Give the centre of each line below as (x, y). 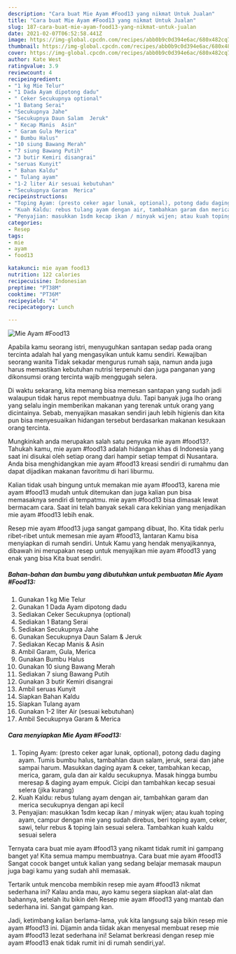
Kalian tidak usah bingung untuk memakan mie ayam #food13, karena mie (114, 485)
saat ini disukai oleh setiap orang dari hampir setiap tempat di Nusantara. (113, 457)
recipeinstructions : (38, 197)
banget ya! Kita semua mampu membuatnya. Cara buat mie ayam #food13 (114, 856)
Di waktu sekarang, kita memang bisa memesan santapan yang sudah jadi (115, 391)
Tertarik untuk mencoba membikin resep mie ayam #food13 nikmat (104, 884)
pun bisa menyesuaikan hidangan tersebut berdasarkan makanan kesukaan (117, 420)
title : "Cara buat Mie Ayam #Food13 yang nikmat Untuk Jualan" (102, 20)
